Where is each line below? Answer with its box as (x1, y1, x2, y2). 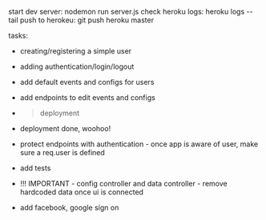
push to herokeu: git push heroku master (19, 15, 155, 25)
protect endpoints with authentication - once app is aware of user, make (19, 139, 259, 149)
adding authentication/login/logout (19, 62, 135, 71)
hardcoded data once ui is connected (19, 187, 144, 197)
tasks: (8, 31, 29, 40)
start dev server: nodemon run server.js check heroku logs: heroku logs (8, 7, 245, 16)
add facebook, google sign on (19, 203, 119, 212)
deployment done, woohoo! (19, 124, 111, 133)
